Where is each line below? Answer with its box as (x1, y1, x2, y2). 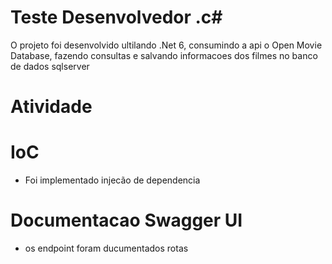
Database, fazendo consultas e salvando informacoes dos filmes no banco (10, 49, 318, 61)
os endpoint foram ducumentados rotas (24, 242, 189, 254)
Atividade (10, 96, 93, 118)
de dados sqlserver (10, 60, 90, 72)
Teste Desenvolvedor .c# (10, 6, 223, 29)
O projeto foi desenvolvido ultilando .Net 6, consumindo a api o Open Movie (10, 39, 323, 51)
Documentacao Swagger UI (10, 209, 243, 232)
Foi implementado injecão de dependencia (24, 174, 201, 186)
